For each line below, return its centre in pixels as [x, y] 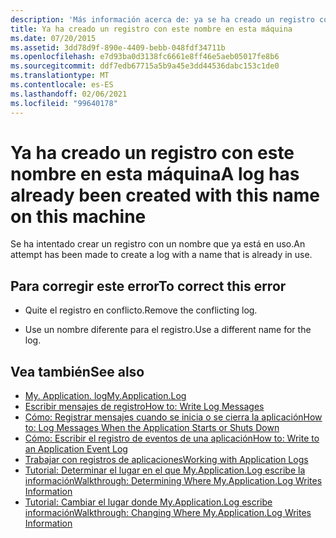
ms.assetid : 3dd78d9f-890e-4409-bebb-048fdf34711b [118, 47]
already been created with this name [165, 195]
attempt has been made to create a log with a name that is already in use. [161, 255]
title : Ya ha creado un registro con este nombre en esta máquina [151, 29]
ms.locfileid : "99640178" [64, 103]
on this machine [78, 216]
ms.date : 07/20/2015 [53, 38]
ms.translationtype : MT [60, 76]
